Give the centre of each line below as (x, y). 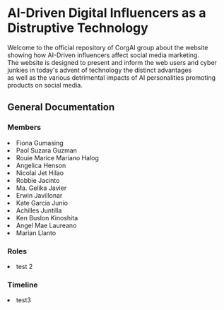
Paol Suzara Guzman (47, 150)
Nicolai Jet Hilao (40, 173)
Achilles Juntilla (39, 210)
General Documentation (61, 107)
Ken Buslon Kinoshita (47, 217)
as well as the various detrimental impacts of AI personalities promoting (112, 77)
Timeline (23, 285)
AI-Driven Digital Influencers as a (107, 13)
